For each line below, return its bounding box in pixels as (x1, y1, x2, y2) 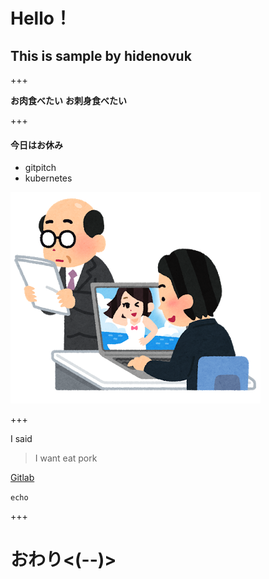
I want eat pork (34, 452, 98, 464)
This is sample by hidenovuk (10, 47, 192, 64)
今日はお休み (10, 139, 63, 151)
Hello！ (10, 7, 72, 30)
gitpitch (24, 162, 57, 174)
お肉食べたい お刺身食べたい (10, 95, 127, 106)
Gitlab (10, 472, 35, 484)
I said (10, 433, 33, 445)
